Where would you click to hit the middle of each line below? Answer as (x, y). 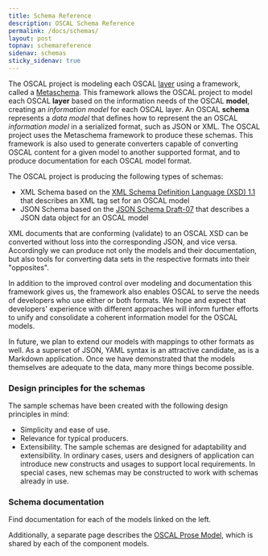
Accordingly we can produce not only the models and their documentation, (133, 250)
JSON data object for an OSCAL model (84, 218)
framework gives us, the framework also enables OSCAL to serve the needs (134, 292)
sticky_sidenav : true (45, 61)
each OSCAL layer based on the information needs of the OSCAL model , (129, 101)
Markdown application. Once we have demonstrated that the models (122, 359)
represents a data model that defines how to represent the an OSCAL (123, 118)
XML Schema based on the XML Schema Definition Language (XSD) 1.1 (138, 192)
